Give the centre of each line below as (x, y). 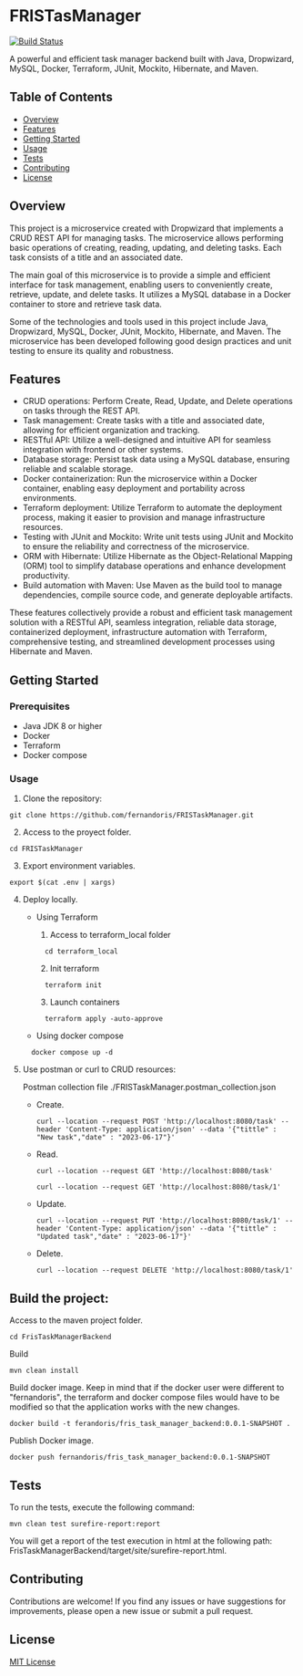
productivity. (46, 576)
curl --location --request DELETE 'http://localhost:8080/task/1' (165, 1270)
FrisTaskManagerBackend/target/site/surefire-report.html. (118, 1550)
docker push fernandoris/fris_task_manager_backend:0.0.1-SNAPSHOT (140, 1457)
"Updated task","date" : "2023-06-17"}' (114, 1237)
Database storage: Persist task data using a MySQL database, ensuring (156, 459)
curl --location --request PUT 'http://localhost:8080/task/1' (159, 1221)
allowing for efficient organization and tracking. (111, 431)
